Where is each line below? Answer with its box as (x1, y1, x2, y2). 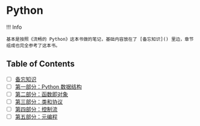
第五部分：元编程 (14, 113, 58, 121)
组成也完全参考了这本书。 (6, 43, 60, 49)
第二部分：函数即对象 (14, 91, 68, 98)
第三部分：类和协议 (14, 98, 63, 105)
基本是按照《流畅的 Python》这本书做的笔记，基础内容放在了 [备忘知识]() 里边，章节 (6, 36, 194, 42)
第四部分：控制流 (14, 106, 58, 113)
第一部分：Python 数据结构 (14, 83, 83, 90)
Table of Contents (6, 59, 75, 69)
